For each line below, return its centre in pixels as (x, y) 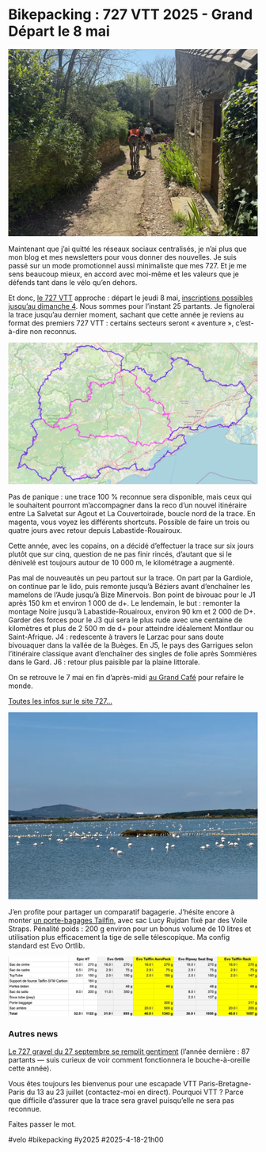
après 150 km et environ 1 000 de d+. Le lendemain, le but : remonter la (124, 603)
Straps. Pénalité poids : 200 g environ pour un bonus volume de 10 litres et (130, 929)
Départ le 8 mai (59, 31)
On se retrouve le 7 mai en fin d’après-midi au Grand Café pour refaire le (126, 677)
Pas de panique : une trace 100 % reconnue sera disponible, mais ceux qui (130, 496)
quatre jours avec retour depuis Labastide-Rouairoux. (95, 530)
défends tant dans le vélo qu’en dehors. (73, 282)
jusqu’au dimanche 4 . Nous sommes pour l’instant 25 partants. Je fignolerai (131, 306)
